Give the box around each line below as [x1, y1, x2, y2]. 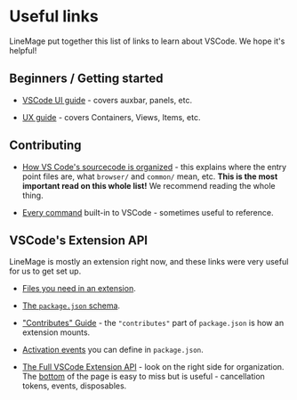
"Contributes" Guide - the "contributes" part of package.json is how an [21, 318, 285, 329]
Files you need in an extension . [21, 283, 136, 294]
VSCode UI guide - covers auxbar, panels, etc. [21, 94, 193, 105]
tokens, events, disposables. [21, 380, 127, 391]
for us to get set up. [9, 265, 82, 277]
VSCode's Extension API [9, 233, 148, 248]
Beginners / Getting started [9, 71, 164, 86]
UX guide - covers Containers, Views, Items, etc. [21, 111, 201, 122]
